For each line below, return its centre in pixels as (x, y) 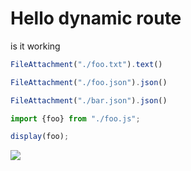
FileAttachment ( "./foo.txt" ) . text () (86, 64)
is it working (35, 46)
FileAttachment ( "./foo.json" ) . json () (89, 82)
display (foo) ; (40, 137)
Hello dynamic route (96, 18)
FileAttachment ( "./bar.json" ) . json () (89, 100)
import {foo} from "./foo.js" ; (75, 118)
